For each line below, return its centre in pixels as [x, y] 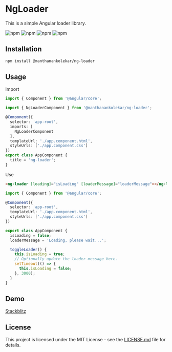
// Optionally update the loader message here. [66, 259]
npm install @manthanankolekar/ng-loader [50, 61]
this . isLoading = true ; [40, 254]
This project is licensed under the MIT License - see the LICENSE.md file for [85, 340]
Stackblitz [16, 311]
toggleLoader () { [28, 250]
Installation [24, 49]
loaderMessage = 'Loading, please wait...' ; [58, 240]
